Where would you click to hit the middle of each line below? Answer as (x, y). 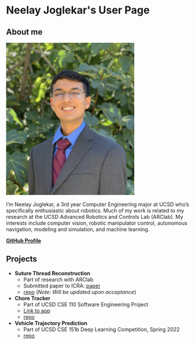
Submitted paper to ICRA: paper (62, 286)
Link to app (37, 310)
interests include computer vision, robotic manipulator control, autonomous (97, 223)
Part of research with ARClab (58, 279)
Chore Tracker (32, 298)
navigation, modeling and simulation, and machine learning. (78, 229)
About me (24, 32)
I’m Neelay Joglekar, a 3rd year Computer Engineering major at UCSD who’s (97, 204)
